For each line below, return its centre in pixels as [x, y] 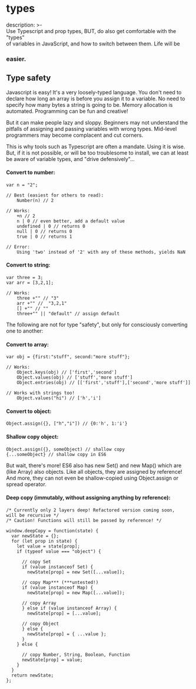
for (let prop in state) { [44, 541]
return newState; [33, 675]
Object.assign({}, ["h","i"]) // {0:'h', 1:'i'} [67, 424]
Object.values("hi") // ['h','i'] [59, 398]
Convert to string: [28, 265]
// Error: [18, 247]
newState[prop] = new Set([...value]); [76, 572]
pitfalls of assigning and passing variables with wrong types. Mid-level [92, 129]
